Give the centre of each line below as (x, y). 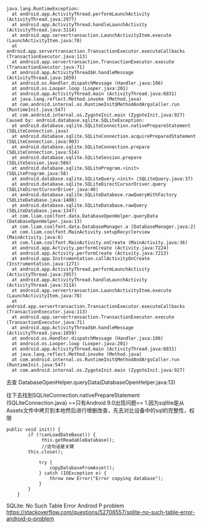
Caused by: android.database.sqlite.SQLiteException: (76, 120)
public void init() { (34, 430)
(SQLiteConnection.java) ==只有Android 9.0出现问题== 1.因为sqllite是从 (95, 403)
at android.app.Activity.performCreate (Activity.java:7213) (90, 253)
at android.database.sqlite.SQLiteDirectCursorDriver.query (89, 184)
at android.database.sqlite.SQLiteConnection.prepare (81, 147)
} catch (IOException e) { (73, 473)
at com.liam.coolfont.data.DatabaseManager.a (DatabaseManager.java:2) (104, 227)
